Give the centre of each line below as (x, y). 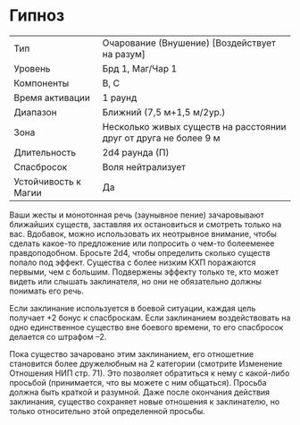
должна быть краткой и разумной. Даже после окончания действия (140, 392)
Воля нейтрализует (144, 166)
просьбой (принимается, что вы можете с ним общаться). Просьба (138, 382)
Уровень (32, 68)
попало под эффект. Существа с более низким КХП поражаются (133, 262)
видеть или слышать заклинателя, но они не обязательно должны (135, 281)
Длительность (45, 152)
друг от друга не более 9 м (161, 138)
